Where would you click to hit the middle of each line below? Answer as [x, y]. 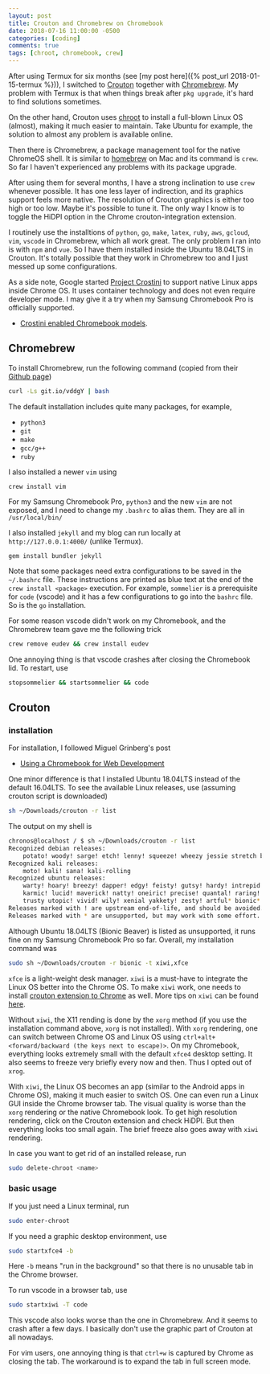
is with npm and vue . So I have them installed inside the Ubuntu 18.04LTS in [131, 249]
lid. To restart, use [38, 667]
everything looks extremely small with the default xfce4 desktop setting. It [131, 1053]
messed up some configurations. [63, 267]
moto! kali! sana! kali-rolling [77, 871]
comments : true [34, 46]
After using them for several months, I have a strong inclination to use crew [131, 183]
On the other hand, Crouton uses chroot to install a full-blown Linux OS [126, 117]
